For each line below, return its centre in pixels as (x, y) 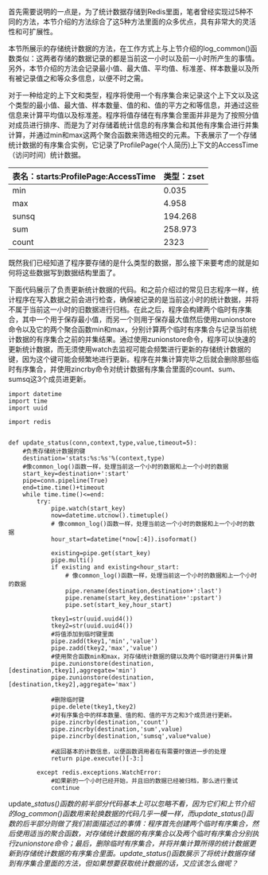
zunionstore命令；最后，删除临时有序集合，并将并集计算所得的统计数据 (132, 843)
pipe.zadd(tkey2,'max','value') (104, 648)
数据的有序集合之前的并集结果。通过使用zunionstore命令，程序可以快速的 (135, 339)
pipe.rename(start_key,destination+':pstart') (144, 598)
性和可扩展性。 (33, 31)
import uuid (28, 408)
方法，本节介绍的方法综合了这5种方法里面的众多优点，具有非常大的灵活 (139, 21)
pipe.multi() (72, 560)
